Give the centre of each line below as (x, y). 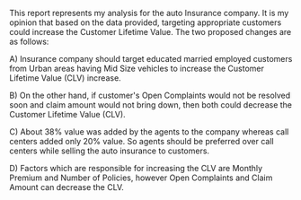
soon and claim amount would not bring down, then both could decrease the (151, 105)
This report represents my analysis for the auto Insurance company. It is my (149, 13)
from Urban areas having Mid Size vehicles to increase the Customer (137, 68)
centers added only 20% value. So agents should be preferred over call (142, 141)
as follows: (29, 41)
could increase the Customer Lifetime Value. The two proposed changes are (150, 32)
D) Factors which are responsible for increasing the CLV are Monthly (136, 168)
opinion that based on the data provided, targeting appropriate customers (146, 22)
